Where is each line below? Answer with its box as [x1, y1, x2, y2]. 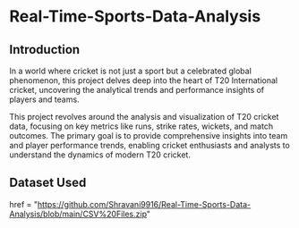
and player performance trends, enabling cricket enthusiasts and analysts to [9, 140, 291, 150]
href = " [9, 198, 38, 209]
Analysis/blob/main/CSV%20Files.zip [9, 208, 148, 219]
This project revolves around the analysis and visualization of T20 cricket [9, 112, 279, 122]
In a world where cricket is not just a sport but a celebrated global [9, 65, 252, 76]
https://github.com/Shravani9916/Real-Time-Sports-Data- [37, 198, 252, 209]
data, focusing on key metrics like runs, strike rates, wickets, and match [9, 121, 274, 131]
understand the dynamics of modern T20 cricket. [9, 149, 191, 160]
